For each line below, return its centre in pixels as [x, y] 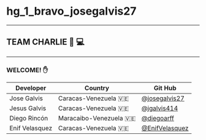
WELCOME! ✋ [27, 70]
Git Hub [165, 88]
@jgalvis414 [160, 108]
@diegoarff [158, 119]
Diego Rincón [29, 119]
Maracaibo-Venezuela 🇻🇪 [97, 119]
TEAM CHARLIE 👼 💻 [45, 42]
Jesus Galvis [28, 108]
